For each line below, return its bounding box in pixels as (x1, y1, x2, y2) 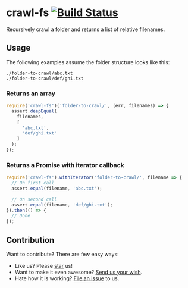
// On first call (11, 180, 55, 186)
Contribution (6, 235, 55, 245)
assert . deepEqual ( (11, 108, 58, 114)
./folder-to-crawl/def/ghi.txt (6, 75, 84, 82)
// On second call (11, 196, 58, 202)
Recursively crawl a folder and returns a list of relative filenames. (6, 26, 165, 33)
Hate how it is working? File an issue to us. (14, 275, 120, 282)
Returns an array (6, 89, 55, 98)
